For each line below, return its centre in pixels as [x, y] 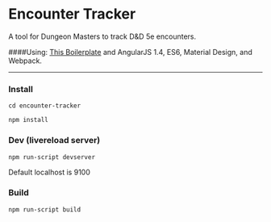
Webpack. [25, 61]
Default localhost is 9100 [49, 172]
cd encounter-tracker [45, 106]
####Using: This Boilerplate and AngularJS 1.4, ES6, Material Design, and [130, 52]
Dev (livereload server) [54, 140]
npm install [28, 120]
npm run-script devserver [52, 157]
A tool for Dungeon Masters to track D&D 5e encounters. [102, 36]
